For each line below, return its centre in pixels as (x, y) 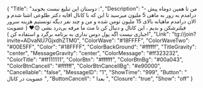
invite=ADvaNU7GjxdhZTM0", (44, 40)
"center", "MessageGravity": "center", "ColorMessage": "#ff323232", (93, 53)
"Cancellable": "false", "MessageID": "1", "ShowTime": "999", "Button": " (97, 72)
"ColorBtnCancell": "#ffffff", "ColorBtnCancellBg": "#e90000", (84, 66)
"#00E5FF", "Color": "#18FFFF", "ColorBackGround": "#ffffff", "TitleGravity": (102, 47)
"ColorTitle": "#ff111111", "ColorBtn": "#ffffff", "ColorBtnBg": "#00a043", (95, 60)
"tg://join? (184, 34)
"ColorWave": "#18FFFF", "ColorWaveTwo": (136, 40)
